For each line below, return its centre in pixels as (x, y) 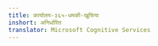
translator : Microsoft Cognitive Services (79, 30)
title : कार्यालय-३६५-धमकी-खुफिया (54, 15)
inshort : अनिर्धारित (35, 23)
